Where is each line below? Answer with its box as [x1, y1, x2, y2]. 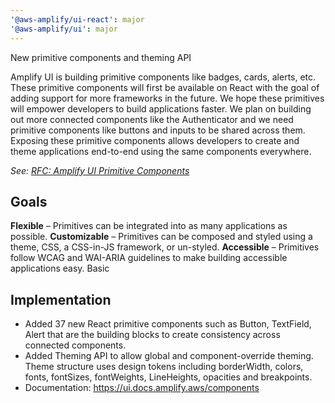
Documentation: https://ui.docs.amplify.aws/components [24, 382, 260, 394]
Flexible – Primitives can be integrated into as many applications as [10, 220, 288, 232]
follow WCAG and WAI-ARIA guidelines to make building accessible [10, 252, 288, 264]
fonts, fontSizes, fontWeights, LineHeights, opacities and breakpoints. [24, 371, 313, 383]
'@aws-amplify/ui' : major [10, 24, 118, 34]
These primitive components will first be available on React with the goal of [10, 81, 320, 93]
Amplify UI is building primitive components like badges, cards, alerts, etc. [10, 71, 317, 83]
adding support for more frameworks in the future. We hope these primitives [10, 92, 325, 104]
